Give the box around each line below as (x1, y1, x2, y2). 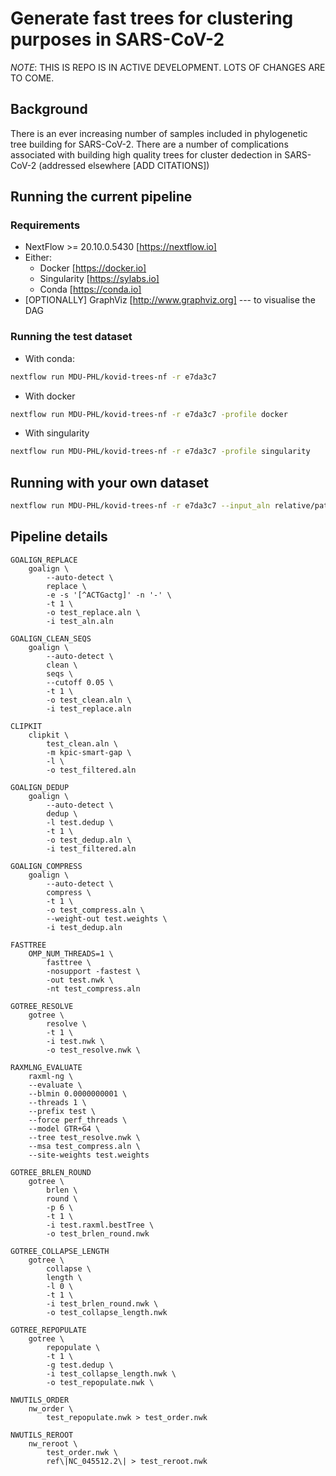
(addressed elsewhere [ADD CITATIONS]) (38, 159, 210, 171)
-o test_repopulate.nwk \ (46, 1377, 155, 1387)
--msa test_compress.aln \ (28, 1141, 141, 1151)
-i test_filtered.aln (46, 843, 137, 854)
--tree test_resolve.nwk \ (28, 1132, 141, 1142)
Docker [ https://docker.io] (39, 262, 147, 274)
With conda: (24, 352, 75, 364)
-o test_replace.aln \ (46, 607, 141, 617)
